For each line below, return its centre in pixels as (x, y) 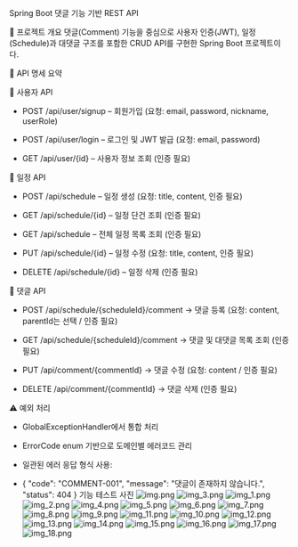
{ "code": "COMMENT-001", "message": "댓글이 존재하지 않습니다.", (143, 483)
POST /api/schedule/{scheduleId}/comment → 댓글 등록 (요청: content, (151, 310)
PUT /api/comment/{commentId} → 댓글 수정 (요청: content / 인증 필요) (150, 370)
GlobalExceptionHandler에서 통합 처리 (90, 427)
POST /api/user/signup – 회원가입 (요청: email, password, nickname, (145, 111)
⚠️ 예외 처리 (30, 408)
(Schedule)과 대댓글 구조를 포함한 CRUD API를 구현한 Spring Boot (126, 43)
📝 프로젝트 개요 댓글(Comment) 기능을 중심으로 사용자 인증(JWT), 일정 (133, 32)
